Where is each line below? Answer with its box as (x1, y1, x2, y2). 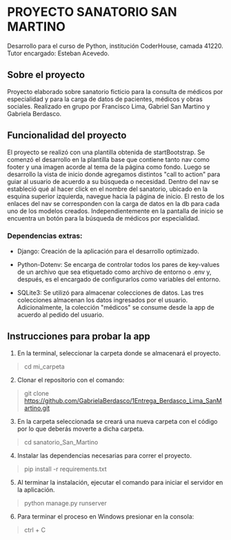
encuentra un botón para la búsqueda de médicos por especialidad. (7, 214, 200, 222)
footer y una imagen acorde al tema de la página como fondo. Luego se (7, 162, 210, 171)
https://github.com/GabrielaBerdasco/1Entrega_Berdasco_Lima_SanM (23, 396, 222, 404)
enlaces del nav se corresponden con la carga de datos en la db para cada (7, 199, 220, 207)
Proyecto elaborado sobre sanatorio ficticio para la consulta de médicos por (7, 87, 223, 95)
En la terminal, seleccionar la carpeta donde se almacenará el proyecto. (17, 348, 221, 357)
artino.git (23, 404, 50, 412)
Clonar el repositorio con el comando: (17, 375, 125, 384)
